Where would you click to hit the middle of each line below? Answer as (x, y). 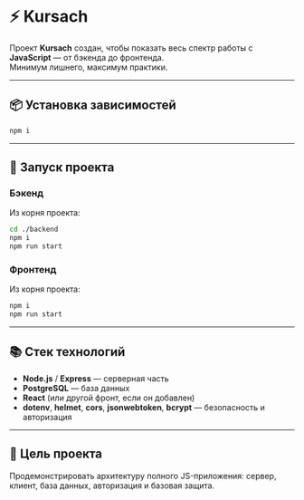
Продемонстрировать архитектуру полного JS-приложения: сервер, (143, 476)
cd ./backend (34, 230)
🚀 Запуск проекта (62, 168)
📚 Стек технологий (67, 352)
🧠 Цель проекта (56, 454)
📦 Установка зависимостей (93, 106)
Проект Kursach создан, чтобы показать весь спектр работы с (131, 48)
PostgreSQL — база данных (76, 388)
